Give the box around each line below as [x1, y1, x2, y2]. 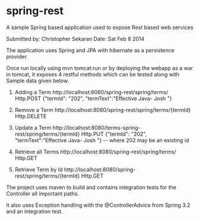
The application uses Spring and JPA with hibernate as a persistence [6, 46, 175, 54]
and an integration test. [6, 207, 63, 214]
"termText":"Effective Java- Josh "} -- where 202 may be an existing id [14, 136, 189, 143]
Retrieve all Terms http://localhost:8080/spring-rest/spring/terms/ [14, 148, 176, 155]
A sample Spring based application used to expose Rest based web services [6, 24, 194, 31]
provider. [6, 53, 29, 60]
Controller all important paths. [6, 190, 79, 197]
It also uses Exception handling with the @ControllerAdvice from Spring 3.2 [6, 201, 191, 209]
